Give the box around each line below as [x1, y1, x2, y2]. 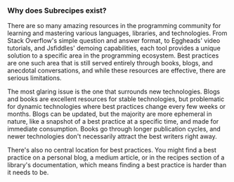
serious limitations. [7, 74, 62, 82]
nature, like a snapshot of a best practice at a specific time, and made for [7, 117, 219, 126]
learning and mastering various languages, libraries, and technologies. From [7, 29, 228, 37]
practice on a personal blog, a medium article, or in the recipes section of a [7, 153, 225, 162]
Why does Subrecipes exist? [7, 6, 107, 15]
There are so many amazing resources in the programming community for [7, 22, 221, 30]
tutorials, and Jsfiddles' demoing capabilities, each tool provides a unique [7, 44, 221, 53]
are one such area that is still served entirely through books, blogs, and [7, 59, 213, 67]
